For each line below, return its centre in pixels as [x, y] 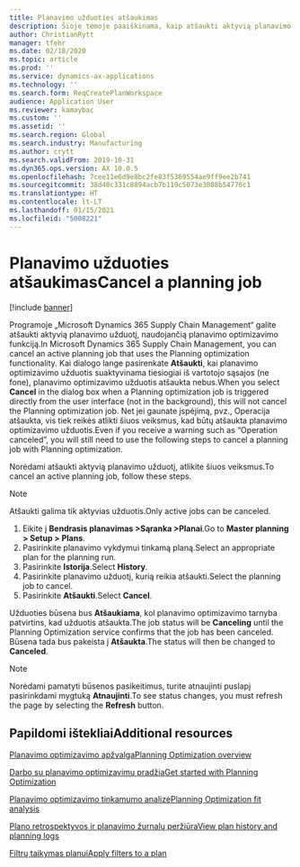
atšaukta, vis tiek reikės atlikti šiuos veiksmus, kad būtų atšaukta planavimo [148, 420]
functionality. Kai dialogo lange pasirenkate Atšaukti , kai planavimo [134, 363]
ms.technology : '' [44, 85]
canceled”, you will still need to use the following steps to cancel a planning [149, 439]
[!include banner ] [41, 307]
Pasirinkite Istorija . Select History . [85, 566]
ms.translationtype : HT [54, 194]
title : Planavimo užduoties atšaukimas [84, 18]
